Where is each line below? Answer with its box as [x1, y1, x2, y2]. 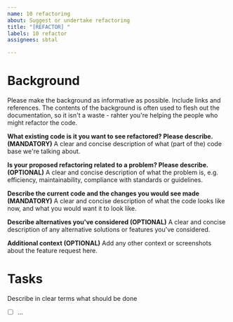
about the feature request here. [7, 247, 98, 255]
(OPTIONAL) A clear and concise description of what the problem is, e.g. [7, 168, 219, 176]
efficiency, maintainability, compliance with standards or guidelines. [7, 176, 204, 184]
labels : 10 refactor [7, 30, 68, 37]
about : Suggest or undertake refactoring [7, 17, 131, 24]
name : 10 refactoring [7, 10, 71, 18]
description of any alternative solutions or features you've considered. [7, 226, 211, 234]
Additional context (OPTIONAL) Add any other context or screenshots [7, 239, 212, 247]
